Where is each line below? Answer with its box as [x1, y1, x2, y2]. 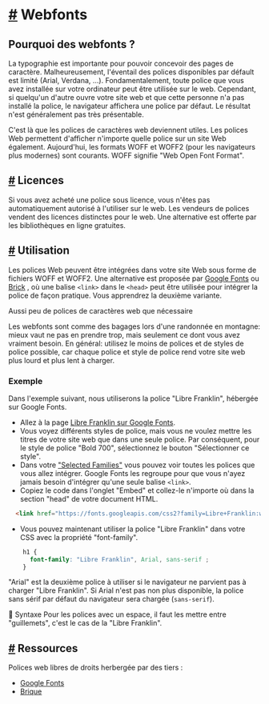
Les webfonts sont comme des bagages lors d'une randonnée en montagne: [8, 322, 261, 331]
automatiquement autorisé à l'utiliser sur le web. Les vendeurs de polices [8, 203, 250, 213]
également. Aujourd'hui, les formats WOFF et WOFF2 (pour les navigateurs [8, 142, 256, 151]
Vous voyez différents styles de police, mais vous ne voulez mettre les [19, 426, 252, 435]
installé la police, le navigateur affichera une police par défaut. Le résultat [8, 102, 251, 110]
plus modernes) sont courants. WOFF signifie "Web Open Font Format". [8, 150, 244, 160]
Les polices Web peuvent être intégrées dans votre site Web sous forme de [8, 265, 257, 274]
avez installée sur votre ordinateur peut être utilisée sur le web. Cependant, [8, 84, 256, 94]
